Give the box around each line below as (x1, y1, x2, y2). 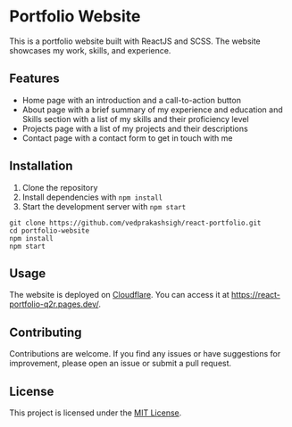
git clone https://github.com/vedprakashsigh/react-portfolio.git (9, 218, 262, 227)
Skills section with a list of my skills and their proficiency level (21, 113, 249, 124)
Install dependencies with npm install (21, 192, 163, 202)
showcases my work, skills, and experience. (9, 45, 171, 55)
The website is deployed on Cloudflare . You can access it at (9, 290, 229, 300)
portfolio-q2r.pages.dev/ (9, 299, 99, 309)
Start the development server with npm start (21, 201, 187, 211)
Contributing (9, 324, 82, 340)
